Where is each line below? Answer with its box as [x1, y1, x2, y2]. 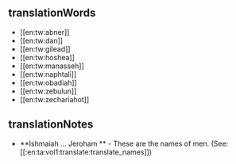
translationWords [8, 6, 96, 20]
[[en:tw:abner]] [19, 27, 70, 36]
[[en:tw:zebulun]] [19, 86, 77, 96]
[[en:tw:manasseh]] [19, 61, 85, 71]
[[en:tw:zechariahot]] [19, 94, 90, 104]
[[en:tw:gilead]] [19, 44, 71, 54]
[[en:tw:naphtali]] [19, 69, 77, 78]
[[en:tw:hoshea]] [19, 52, 75, 62]
